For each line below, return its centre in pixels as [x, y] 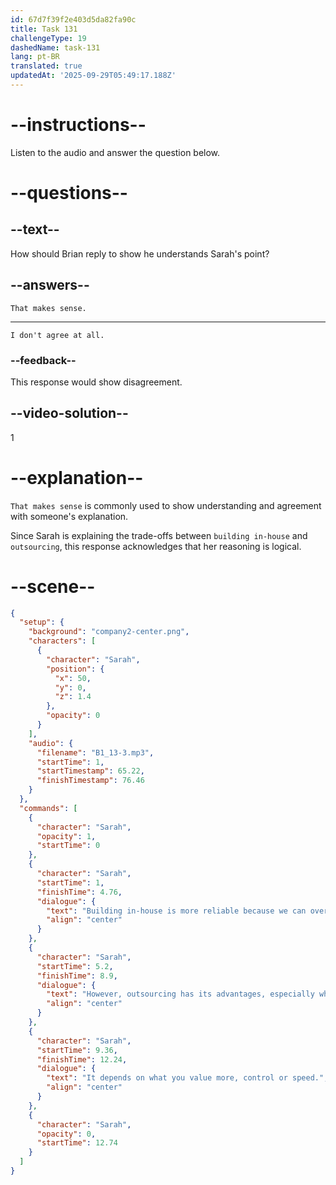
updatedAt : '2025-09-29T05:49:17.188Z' [93, 76]
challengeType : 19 [48, 38]
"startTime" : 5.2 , [75, 966]
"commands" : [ [48, 808]
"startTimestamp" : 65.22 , [90, 771]
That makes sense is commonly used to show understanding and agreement [166, 505]
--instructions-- [78, 125]
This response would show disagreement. [96, 382]
